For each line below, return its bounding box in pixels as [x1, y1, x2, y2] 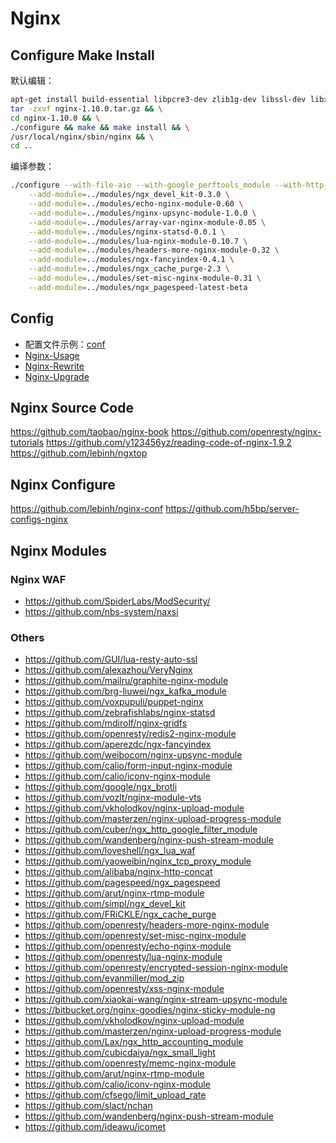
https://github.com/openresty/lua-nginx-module [24, 951, 223, 963]
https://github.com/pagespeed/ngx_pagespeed [24, 877, 221, 889]
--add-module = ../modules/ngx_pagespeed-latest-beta [28, 282, 248, 292]
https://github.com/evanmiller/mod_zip [24, 972, 185, 984]
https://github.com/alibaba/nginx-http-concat [24, 866, 213, 878]
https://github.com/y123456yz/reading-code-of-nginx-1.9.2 [46, 437, 292, 449]
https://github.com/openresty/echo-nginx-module [24, 940, 232, 952]
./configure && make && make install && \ [10, 122, 190, 132]
